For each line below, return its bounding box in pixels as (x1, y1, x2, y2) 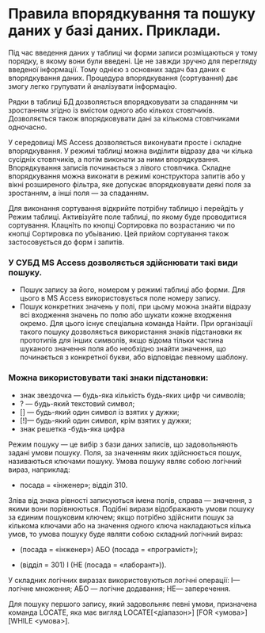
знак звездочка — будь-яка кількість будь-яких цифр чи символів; (19, 390, 246, 400)
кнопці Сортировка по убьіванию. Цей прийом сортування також (8, 228, 229, 238)
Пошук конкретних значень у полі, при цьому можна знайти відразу (19, 302, 252, 312)
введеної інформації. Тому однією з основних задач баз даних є (8, 64, 226, 74)
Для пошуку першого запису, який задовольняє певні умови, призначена (8, 599, 257, 608)
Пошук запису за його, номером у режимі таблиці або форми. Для (19, 285, 246, 294)
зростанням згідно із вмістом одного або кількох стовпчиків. (8, 105, 215, 115)
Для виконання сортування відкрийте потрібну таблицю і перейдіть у (8, 203, 244, 213)
